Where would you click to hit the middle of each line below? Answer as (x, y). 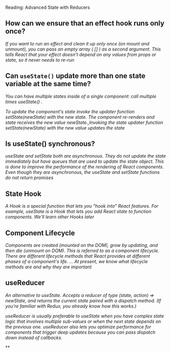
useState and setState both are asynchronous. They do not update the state (86, 156)
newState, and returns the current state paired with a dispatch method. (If (83, 300)
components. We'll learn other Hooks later (50, 217)
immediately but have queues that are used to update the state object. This (85, 161)
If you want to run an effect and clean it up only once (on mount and (77, 43)
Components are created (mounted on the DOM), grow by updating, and (82, 245)
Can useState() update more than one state (75, 76)
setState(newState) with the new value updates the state (65, 128)
